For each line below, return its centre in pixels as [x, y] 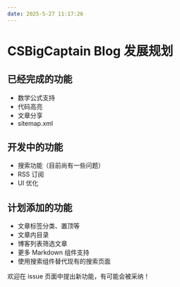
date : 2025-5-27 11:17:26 [45, 14]
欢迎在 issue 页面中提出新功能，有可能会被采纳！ [79, 276]
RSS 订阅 [31, 175]
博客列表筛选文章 [42, 244]
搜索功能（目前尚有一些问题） [61, 165]
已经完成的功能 [40, 80]
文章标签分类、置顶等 [48, 226]
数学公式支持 [36, 98]
